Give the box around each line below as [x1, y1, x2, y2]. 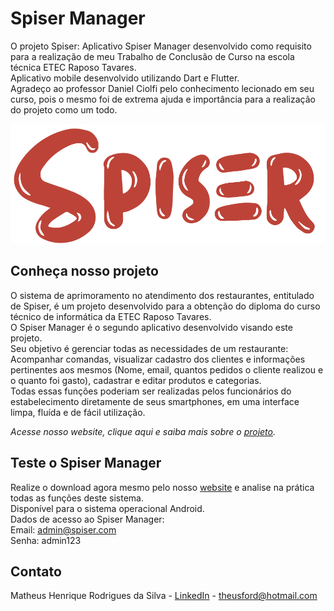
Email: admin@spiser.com [10, 523, 117, 536]
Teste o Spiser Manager [10, 455, 162, 472]
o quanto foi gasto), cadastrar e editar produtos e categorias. [10, 374, 262, 386]
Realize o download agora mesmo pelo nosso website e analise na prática [10, 481, 315, 493]
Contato [10, 563, 62, 580]
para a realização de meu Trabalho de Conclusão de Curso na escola [10, 50, 295, 62]
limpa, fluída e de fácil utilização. [10, 406, 146, 418]
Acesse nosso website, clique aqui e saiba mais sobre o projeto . [10, 425, 276, 437]
